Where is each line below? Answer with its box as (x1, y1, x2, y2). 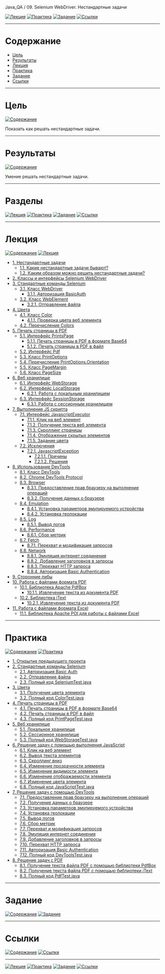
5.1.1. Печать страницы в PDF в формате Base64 (27, 338, 127, 344)
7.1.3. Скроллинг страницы (27, 427, 82, 433)
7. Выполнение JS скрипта (12, 406, 68, 412)
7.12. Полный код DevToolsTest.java (19, 852, 92, 858)
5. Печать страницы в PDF (12, 327, 68, 333)
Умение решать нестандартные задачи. (5, 174, 89, 179)
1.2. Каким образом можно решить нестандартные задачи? (19, 270, 145, 276)
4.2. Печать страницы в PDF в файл (19, 710, 94, 716)
